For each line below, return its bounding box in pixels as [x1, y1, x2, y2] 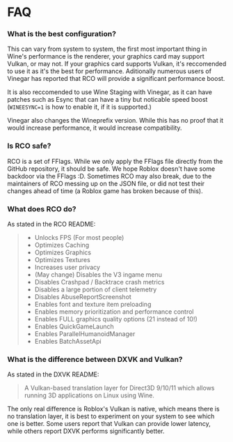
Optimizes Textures [34, 256, 90, 264]
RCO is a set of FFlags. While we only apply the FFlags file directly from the [7, 157, 223, 165]
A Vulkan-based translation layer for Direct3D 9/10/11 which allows [24, 384, 215, 393]
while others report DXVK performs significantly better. [7, 427, 165, 436]
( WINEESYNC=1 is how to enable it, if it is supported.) [7, 102, 152, 112]
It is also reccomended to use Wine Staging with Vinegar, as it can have [7, 88, 213, 96]
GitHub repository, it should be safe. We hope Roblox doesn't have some [7, 165, 216, 173]
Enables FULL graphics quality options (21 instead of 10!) [34, 315, 198, 323]
